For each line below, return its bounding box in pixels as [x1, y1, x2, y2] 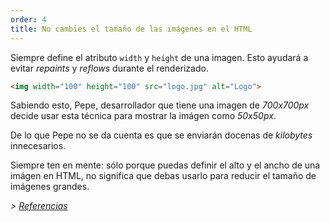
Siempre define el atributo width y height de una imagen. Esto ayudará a [10, 51, 309, 63]
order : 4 [10, 14, 47, 25]
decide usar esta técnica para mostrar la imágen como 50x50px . [10, 110, 277, 122]
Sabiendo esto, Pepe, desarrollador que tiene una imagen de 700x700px [10, 99, 310, 111]
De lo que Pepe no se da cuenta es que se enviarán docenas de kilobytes [10, 129, 313, 141]
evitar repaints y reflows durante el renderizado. [10, 62, 209, 74]
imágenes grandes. [10, 181, 90, 193]
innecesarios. [10, 140, 67, 152]
